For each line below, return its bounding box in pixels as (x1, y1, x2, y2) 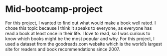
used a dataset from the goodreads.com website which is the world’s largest (5, 41, 162, 47)
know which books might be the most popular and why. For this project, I (5, 36, 155, 42)
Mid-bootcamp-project (5, 3, 103, 15)
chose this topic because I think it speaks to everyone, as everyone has (5, 25, 152, 31)
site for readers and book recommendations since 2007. (5, 46, 121, 52)
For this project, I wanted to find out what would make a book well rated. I (5, 20, 156, 26)
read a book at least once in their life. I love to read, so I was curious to (5, 30, 151, 36)
